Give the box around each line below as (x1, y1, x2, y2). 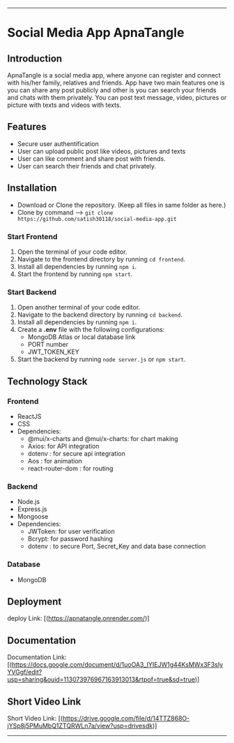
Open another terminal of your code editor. (17, 303, 141, 312)
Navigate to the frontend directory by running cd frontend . (17, 254, 186, 263)
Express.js (17, 505, 47, 514)
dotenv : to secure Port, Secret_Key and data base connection (27, 542, 206, 551)
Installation (7, 182, 57, 194)
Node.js (17, 498, 40, 506)
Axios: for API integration (27, 442, 100, 450)
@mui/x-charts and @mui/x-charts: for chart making (27, 434, 179, 442)
